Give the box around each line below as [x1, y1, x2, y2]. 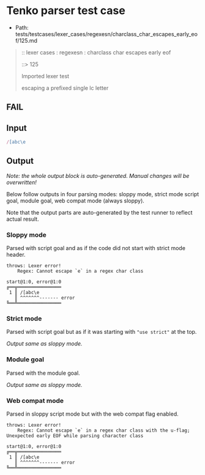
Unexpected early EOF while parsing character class [6, 433, 144, 439]
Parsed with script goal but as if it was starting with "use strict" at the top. [6, 328, 197, 336]
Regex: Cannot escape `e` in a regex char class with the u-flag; [17, 427, 190, 434]
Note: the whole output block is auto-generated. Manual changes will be [6, 172, 190, 179]
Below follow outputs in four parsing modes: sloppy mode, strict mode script [6, 190, 199, 197]
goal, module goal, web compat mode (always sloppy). [6, 197, 145, 204]
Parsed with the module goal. [6, 369, 81, 377]
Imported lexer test [21, 72, 69, 79]
